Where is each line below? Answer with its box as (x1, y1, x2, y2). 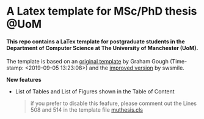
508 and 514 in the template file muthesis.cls (30, 106, 144, 114)
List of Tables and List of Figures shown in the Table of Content (15, 88, 175, 95)
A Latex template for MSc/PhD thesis (6, 4, 197, 18)
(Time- (170, 58, 188, 65)
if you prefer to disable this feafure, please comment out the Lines (30, 99, 197, 107)
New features (6, 76, 42, 84)
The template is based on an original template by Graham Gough (6, 58, 169, 65)
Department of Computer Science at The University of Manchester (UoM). (6, 44, 199, 51)
